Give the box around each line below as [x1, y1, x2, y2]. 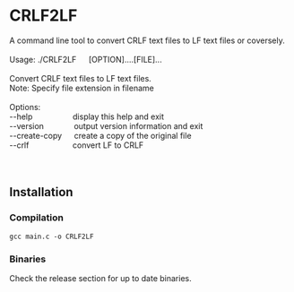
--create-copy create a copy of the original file [9, 130, 192, 141]
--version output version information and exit [9, 120, 203, 131]
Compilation [9, 211, 65, 224]
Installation [9, 185, 73, 200]
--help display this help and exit [9, 111, 164, 122]
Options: [9, 101, 41, 112]
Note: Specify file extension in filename [9, 82, 154, 93]
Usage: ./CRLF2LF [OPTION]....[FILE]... [9, 54, 163, 64]
